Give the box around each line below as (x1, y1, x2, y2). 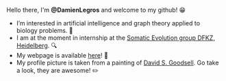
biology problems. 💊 (16, 27, 73, 34)
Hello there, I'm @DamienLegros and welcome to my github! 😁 (6, 6, 186, 14)
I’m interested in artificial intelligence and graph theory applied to (16, 19, 200, 27)
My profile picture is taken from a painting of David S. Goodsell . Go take (16, 58, 219, 67)
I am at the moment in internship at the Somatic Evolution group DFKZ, (16, 34, 215, 42)
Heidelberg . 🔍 (16, 41, 58, 49)
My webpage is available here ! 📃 (16, 51, 109, 59)
